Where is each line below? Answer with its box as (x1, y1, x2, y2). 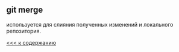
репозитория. (6, 27, 41, 34)
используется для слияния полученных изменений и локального (6, 21, 174, 28)
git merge (6, 5, 43, 15)
